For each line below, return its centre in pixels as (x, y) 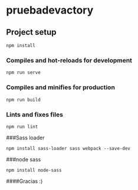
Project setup (32, 32)
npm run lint (22, 127)
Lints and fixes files (35, 114)
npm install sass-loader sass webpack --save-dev (68, 148)
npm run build (24, 100)
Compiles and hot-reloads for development (69, 60)
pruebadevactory (50, 10)
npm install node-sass (34, 170)
